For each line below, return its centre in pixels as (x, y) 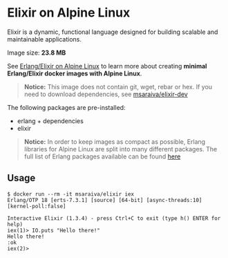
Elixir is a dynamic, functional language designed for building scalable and (113, 32)
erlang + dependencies (50, 121)
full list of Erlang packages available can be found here (102, 156)
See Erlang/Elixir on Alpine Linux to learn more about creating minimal (107, 66)
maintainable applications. (44, 39)
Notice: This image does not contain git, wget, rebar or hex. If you (118, 86)
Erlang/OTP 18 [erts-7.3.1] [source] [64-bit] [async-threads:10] (105, 200)
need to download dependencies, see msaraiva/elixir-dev (106, 94)
